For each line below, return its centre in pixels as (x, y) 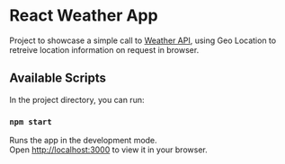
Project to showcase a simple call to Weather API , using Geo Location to (143, 40)
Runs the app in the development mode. (83, 141)
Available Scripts (58, 78)
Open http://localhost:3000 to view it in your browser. (109, 150)
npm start (31, 121)
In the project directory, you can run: (77, 99)
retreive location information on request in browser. (104, 49)
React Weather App (84, 16)
